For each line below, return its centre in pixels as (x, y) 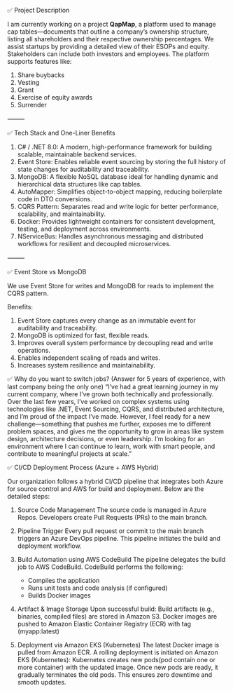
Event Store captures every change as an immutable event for (106, 321)
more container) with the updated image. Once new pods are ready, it (118, 667)
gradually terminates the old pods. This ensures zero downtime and (115, 675)
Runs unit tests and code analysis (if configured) (98, 588)
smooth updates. (42, 682)
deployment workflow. (49, 546)
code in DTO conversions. (55, 199)
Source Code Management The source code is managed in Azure (112, 510)
